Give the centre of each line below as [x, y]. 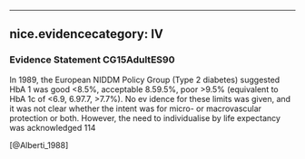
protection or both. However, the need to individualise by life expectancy [145, 117]
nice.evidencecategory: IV [86, 34]
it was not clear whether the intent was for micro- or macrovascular [135, 108]
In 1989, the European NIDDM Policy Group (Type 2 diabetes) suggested [145, 79]
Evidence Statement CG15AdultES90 [92, 60]
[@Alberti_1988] [39, 145]
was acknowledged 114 [53, 127]
